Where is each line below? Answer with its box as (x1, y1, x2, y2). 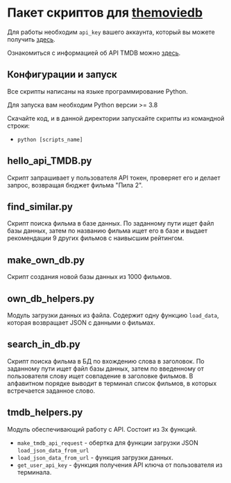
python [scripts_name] (17, 136, 83, 143)
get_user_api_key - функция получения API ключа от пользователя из (17, 460, 223, 469)
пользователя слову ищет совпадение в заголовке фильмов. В (7, 371, 194, 380)
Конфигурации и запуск (7, 69, 118, 80)
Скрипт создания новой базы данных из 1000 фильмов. (7, 273, 172, 281)
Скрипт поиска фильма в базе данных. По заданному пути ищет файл (7, 219, 214, 228)
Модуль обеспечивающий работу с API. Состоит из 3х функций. (7, 425, 198, 433)
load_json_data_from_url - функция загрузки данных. (17, 453, 173, 461)
